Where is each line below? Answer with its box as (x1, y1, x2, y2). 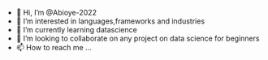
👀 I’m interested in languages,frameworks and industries (15, 16, 205, 26)
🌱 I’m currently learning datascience (15, 25, 138, 34)
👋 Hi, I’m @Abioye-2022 (15, 8, 97, 17)
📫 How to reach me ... (15, 43, 92, 52)
